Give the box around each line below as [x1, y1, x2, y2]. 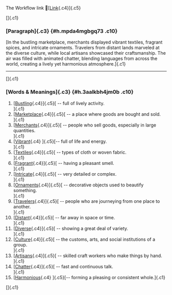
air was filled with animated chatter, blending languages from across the [6, 55, 158, 61]
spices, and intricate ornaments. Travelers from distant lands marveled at [6, 45, 160, 51]
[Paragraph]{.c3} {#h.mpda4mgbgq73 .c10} [6, 27, 118, 34]
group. [13, 241, 28, 248]
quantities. [13, 127, 36, 133]
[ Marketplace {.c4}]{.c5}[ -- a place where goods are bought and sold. [13, 111, 161, 117]
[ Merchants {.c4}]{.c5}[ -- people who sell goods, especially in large [13, 122, 156, 128]
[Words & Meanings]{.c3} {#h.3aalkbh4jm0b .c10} [6, 89, 134, 96]
